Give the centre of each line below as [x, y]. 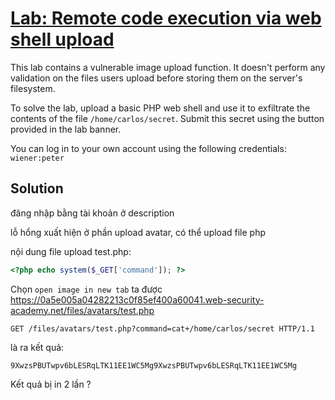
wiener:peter [37, 158]
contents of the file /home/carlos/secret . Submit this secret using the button [167, 118]
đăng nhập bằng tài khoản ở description [92, 213]
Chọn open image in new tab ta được [86, 289]
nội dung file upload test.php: [71, 251]
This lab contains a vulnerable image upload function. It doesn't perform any [168, 67]
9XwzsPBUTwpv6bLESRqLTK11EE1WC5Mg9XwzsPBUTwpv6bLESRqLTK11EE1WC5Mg [154, 365]
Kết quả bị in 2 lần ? [51, 384]
